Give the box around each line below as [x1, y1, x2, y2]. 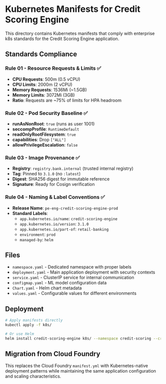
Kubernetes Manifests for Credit [5, 3, 141, 15]
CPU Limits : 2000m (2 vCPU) [12, 81, 73, 87]
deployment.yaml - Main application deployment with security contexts [12, 269, 156, 275]
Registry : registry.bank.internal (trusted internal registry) [12, 165, 134, 171]
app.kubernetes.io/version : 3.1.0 [19, 220, 89, 226]
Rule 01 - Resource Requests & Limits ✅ [5, 65, 101, 72]
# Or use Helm [5, 331, 35, 336]
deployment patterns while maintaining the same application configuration [5, 368, 157, 374]
